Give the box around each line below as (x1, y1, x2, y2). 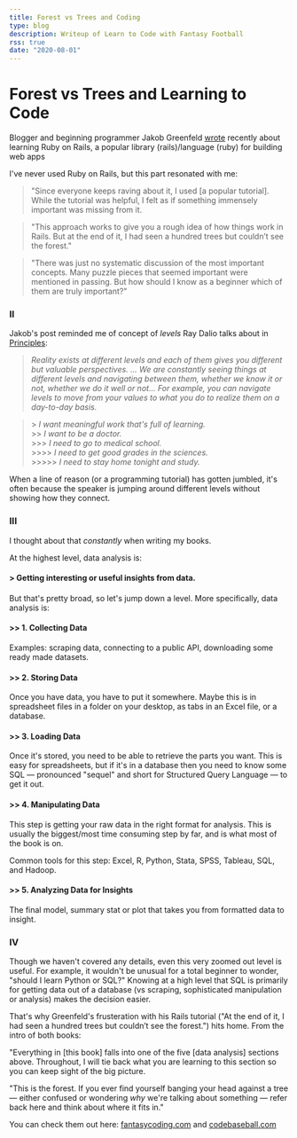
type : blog (9, 21, 50, 30)
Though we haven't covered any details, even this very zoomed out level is (9, 956, 282, 967)
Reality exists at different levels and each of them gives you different (30, 355, 283, 365)
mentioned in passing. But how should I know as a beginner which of (30, 277, 283, 287)
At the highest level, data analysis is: (9, 552, 142, 563)
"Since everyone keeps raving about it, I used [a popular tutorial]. (30, 185, 270, 196)
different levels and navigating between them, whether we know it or (30, 373, 283, 384)
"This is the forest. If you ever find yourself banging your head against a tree (9, 1083, 289, 1094)
